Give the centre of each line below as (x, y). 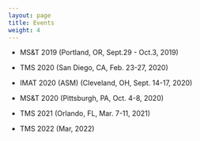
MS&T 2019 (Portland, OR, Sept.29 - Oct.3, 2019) (99, 53)
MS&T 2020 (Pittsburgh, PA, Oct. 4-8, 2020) (92, 98)
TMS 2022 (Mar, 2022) (57, 129)
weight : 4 (25, 30)
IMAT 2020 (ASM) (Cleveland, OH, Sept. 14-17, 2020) (106, 83)
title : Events (32, 23)
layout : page (30, 15)
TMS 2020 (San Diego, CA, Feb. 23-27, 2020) (94, 68)
